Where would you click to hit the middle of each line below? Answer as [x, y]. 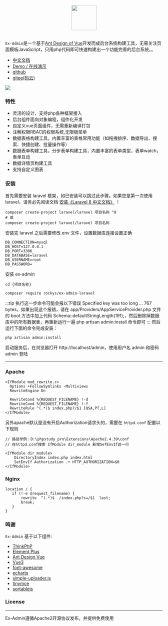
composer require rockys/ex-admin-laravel [50, 293]
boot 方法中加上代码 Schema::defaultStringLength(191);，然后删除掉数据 [85, 315]
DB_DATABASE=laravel [27, 255]
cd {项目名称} [18, 284]
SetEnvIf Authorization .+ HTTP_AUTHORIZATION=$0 [67, 462]
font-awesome [27, 567]
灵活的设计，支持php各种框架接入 [47, 113]
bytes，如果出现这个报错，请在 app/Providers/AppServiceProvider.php [78, 309]
